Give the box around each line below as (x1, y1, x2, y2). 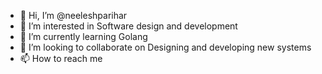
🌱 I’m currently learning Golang (19, 31, 148, 42)
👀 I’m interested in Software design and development (19, 20, 238, 32)
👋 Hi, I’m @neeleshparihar (19, 10, 128, 21)
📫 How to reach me (19, 53, 103, 64)
